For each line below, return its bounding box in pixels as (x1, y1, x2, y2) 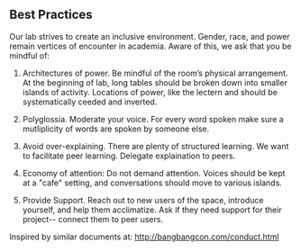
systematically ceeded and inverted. (22, 96, 158, 107)
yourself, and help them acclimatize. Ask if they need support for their (22, 204, 282, 215)
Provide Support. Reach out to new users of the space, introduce (22, 194, 264, 205)
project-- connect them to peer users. (22, 213, 164, 224)
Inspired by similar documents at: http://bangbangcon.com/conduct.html (9, 231, 279, 242)
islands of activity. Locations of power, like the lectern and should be (22, 86, 278, 97)
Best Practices (9, 7, 93, 22)
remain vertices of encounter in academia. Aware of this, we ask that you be (9, 40, 292, 51)
